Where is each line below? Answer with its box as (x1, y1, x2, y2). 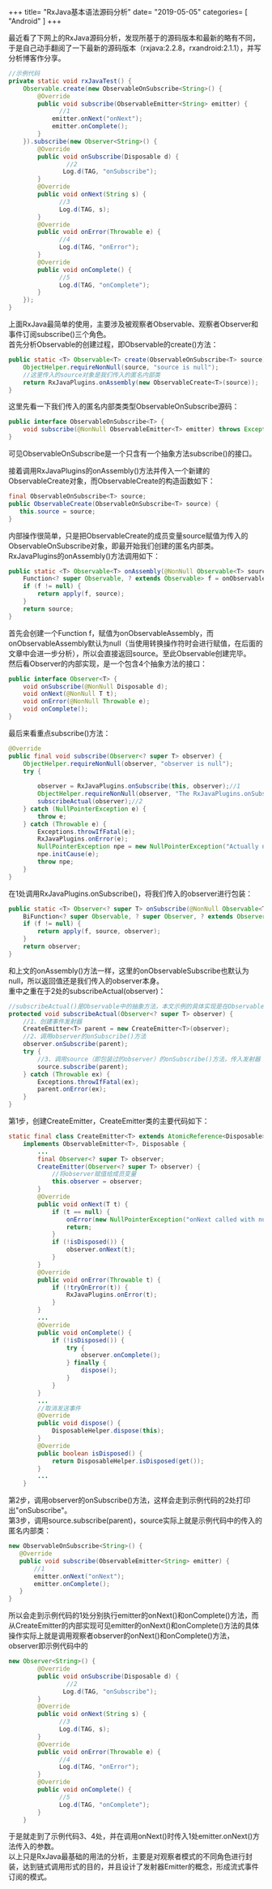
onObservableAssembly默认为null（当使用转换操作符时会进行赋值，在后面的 (8, 638, 263, 648)
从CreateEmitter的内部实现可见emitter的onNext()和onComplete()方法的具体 (8, 1621, 260, 1631)
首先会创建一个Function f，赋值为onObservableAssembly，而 (8, 628, 215, 638)
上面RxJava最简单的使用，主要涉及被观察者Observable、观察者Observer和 (8, 319, 259, 329)
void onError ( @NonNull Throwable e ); (23, 698, 151, 706)
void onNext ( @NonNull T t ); (23, 689, 117, 698)
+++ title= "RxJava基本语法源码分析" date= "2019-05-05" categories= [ (8, 7, 249, 16)
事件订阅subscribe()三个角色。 (8, 330, 111, 339)
